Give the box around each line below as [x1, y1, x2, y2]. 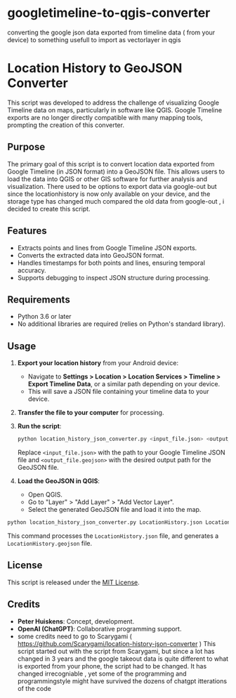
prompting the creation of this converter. [7, 121, 125, 129]
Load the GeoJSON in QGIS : [17, 477, 100, 485]
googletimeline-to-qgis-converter [7, 5, 211, 21]
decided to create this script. [7, 204, 91, 213]
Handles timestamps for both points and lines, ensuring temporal [17, 258, 206, 267]
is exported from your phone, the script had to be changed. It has [17, 661, 207, 670]
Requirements [7, 294, 70, 305]
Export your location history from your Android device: [17, 359, 179, 367]
